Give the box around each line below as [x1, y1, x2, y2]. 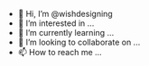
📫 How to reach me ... [17, 47, 102, 57]
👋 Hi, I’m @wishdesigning [17, 9, 113, 19]
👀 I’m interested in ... [17, 18, 95, 29]
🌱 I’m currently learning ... [17, 28, 115, 37]
